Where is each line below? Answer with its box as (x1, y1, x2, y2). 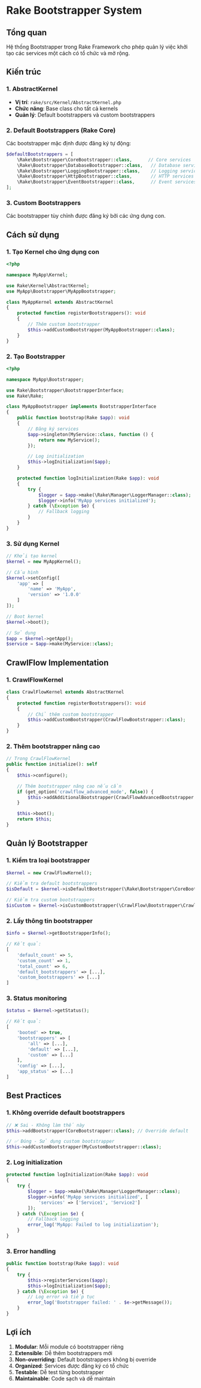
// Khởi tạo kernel (6, 553, 58, 559)
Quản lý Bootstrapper (6, 838, 88, 849)
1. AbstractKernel (6, 85, 58, 93)
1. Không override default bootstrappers (6, 1109, 126, 1117)
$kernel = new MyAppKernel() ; (6, 559, 82, 565)
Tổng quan (6, 28, 47, 38)
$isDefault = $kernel (6, 886, 60, 892)
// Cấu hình (6, 569, 39, 575)
